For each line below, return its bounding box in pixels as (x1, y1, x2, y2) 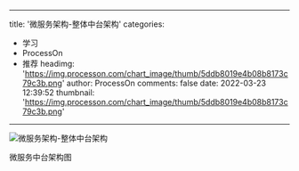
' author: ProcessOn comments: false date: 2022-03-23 (61, 77, 267, 88)
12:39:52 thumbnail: (21, 87, 95, 98)
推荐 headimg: (21, 59, 76, 69)
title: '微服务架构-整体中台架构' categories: (9, 19, 165, 29)
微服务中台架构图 (9, 152, 72, 162)
